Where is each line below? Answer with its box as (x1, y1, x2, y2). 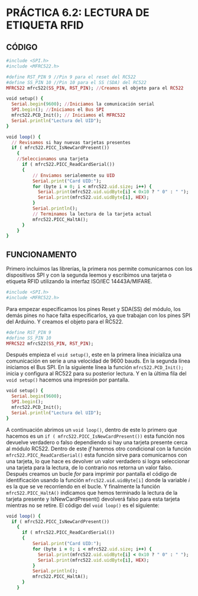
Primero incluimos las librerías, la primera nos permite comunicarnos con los (6, 265, 193, 273)
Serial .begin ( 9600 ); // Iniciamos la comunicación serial (11, 101, 155, 107)
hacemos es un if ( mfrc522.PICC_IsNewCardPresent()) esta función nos (6, 432, 185, 440)
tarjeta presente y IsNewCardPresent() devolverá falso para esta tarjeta (6, 495, 180, 502)
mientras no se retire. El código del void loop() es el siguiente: (6, 501, 160, 509)
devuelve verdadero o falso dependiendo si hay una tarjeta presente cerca (6, 438, 188, 446)
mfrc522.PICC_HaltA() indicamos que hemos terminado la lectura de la (6, 489, 178, 496)
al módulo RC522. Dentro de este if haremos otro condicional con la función (6, 445, 191, 452)
